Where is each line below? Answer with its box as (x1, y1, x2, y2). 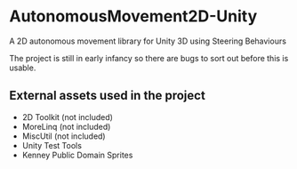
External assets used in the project (9, 88, 206, 103)
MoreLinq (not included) (21, 121, 111, 132)
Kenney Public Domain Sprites (21, 149, 133, 160)
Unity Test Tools (21, 140, 83, 150)
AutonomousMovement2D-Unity (9, 6, 258, 27)
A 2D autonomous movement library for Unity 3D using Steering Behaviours (9, 36, 287, 46)
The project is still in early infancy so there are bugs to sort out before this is (9, 52, 289, 63)
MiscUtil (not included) (21, 131, 106, 141)
